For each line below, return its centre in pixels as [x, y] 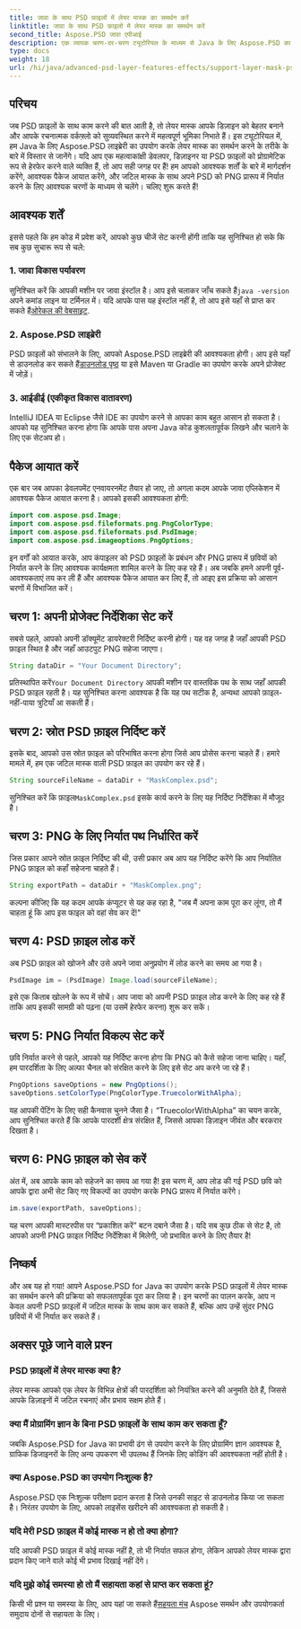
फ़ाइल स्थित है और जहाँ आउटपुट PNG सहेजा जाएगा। [86, 649]
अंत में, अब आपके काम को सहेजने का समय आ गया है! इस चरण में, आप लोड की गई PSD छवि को [146, 1181]
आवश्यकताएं [26, 578]
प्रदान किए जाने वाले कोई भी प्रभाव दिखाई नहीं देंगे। [79, 1561]
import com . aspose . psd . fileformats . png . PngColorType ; [112, 524]
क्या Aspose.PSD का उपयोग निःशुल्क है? [82, 1477]
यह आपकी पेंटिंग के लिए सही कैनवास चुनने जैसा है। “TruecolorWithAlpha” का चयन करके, [146, 1111]
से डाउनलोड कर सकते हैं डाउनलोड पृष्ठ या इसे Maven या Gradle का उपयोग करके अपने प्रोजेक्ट [148, 364]
